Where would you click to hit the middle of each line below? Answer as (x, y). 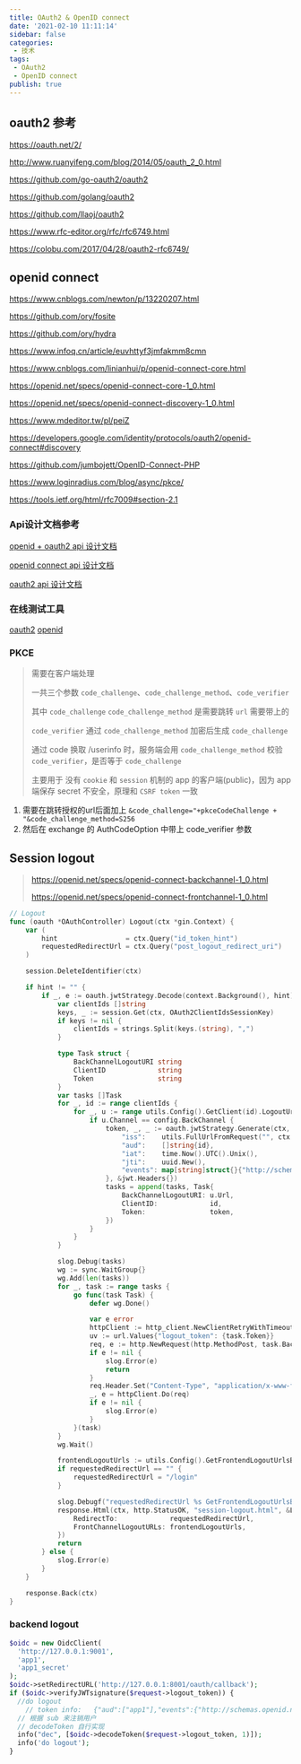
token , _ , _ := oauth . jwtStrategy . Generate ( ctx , (198, 1129)
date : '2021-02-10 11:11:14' (64, 26)
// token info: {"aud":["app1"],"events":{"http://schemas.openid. (158, 1709)
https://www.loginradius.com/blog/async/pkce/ (96, 482)
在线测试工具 (37, 609)
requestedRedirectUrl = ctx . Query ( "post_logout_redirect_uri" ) (162, 947)
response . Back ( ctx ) (62, 1593)
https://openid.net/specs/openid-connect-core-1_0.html (112, 386)
